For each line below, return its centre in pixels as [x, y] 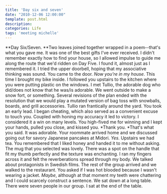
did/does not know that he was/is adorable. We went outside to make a [78, 90]
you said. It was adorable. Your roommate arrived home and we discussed [82, 133]
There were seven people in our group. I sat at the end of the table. [74, 186]
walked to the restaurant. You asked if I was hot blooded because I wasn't [81, 170]
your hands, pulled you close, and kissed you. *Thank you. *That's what [80, 127]
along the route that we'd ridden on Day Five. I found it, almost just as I [78, 63]
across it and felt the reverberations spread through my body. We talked [79, 159]
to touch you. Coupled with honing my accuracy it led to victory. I [72, 117]
